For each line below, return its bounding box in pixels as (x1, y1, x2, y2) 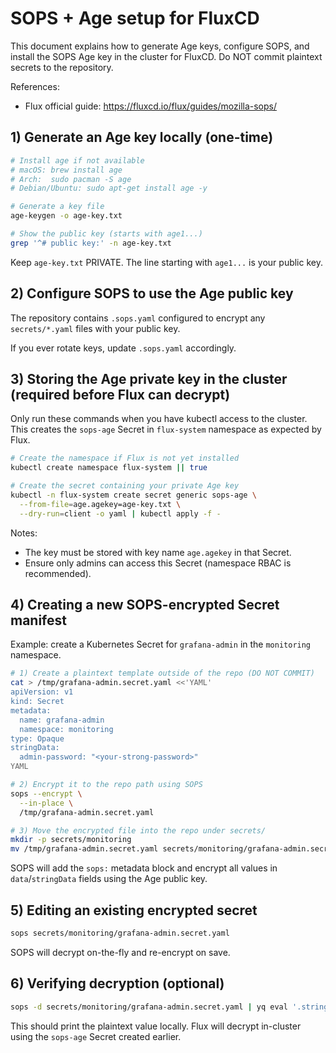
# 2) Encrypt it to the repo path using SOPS (10, 780, 203, 790)
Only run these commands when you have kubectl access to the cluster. (10, 413, 308, 425)
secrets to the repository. (10, 61, 114, 73)
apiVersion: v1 (10, 687, 74, 697)
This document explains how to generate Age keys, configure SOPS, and (10, 40, 310, 52)
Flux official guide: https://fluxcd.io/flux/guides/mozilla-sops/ (24, 100, 277, 112)
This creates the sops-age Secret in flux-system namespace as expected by (10, 423, 322, 436)
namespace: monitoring (19, 724, 114, 734)
